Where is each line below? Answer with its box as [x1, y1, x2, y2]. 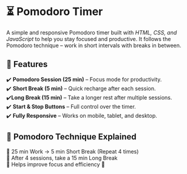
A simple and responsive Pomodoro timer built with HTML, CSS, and [6, 28, 177, 36]
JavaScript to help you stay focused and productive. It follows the [6, 35, 171, 42]
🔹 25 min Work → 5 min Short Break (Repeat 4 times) [6, 147, 139, 155]
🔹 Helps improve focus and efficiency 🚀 [6, 161, 105, 168]
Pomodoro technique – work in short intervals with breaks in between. [6, 42, 182, 49]
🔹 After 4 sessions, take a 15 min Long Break [6, 154, 118, 161]
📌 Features [6, 59, 48, 69]
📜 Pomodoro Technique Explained [6, 132, 137, 142]
